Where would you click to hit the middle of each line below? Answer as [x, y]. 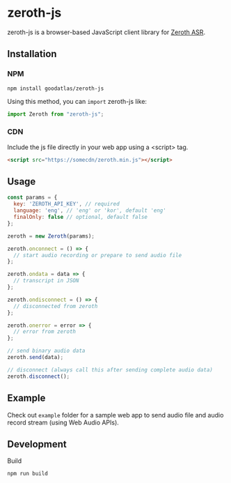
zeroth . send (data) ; [35, 358]
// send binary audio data [46, 351]
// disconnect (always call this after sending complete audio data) [110, 370]
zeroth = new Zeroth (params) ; [51, 236]
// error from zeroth [45, 332]
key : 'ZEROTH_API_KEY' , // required [66, 204]
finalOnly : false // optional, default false [81, 217]
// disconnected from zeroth [56, 306]
